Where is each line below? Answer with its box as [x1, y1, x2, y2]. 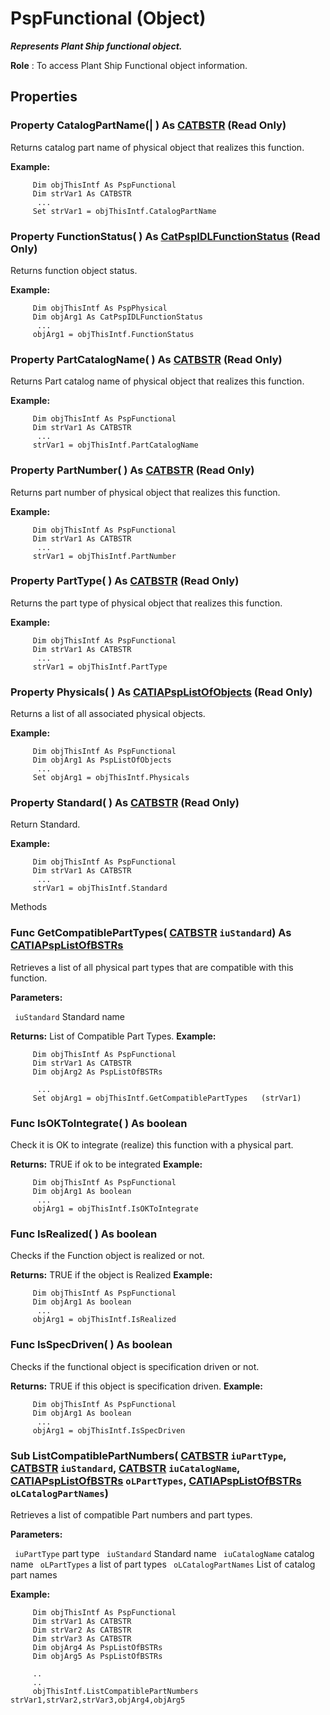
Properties [10, 88, 78, 106]
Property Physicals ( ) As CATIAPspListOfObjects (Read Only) [10, 685, 313, 699]
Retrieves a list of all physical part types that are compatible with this [10, 961, 294, 973]
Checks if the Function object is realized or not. [10, 1250, 205, 1262]
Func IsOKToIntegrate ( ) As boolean [10, 1116, 188, 1130]
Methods [10, 901, 48, 913]
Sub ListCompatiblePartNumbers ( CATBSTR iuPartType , [10, 1448, 287, 1462]
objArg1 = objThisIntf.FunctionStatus [32, 329, 195, 339]
